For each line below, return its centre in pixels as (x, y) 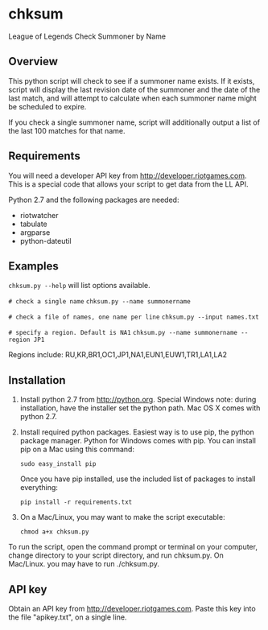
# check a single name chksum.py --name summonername (99, 302)
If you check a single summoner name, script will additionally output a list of (134, 122)
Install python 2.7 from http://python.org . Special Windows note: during (138, 400)
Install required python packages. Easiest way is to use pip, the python (137, 432)
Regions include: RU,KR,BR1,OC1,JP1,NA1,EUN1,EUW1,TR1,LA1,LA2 (118, 355)
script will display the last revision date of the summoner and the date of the (134, 89)
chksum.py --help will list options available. (79, 286)
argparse (35, 232)
